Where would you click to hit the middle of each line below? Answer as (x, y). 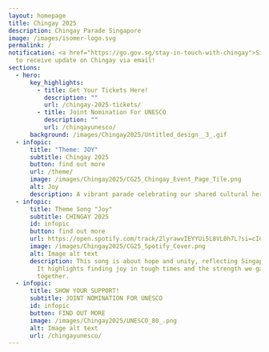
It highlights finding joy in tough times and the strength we (145, 269)
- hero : (28, 75)
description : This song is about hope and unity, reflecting (134, 261)
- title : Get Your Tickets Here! (93, 90)
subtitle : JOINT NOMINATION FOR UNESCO (96, 298)
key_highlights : (56, 82)
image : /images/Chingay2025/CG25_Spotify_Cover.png (117, 246)
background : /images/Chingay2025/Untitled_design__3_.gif (128, 134)
